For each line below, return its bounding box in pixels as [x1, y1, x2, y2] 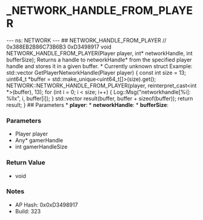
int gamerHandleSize [15, 143, 68, 151]
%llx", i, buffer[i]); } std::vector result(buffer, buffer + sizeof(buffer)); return [6, 95, 193, 102]
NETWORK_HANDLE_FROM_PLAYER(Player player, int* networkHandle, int [6, 49, 193, 57]
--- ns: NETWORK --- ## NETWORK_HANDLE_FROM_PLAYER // [6, 36, 167, 44]
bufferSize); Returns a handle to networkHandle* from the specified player [6, 56, 192, 63]
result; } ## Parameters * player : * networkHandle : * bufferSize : [6, 101, 168, 108]
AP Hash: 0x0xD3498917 [15, 201, 78, 208]
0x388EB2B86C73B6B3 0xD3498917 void [6, 43, 112, 50]
